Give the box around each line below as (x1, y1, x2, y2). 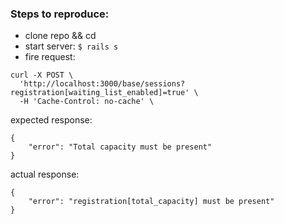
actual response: (10, 168, 80, 181)
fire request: (24, 51, 76, 63)
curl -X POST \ (10, 70, 74, 81)
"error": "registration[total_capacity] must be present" (28, 197, 275, 207)
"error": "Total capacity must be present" (28, 142, 213, 152)
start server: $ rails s (24, 40, 119, 52)
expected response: (10, 114, 93, 126)
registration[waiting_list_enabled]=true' (10, 88, 190, 98)
